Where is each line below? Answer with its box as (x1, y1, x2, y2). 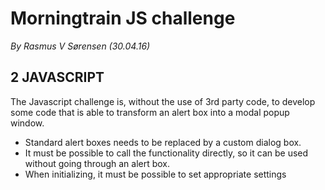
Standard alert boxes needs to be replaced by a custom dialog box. (24, 136, 302, 148)
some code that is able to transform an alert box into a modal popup (10, 106, 290, 118)
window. (10, 117, 45, 129)
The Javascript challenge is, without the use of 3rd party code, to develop (10, 95, 316, 107)
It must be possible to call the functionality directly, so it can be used (24, 147, 309, 159)
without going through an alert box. (24, 157, 171, 169)
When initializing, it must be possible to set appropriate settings (24, 168, 287, 180)
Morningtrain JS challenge (10, 7, 236, 30)
